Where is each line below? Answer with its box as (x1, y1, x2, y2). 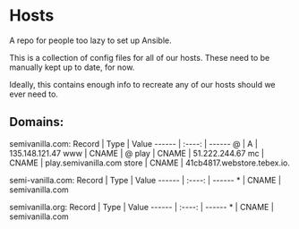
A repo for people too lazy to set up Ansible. (9, 35, 172, 46)
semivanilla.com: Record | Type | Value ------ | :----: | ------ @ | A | (9, 138, 258, 148)
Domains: (9, 114, 64, 130)
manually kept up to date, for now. (9, 62, 135, 72)
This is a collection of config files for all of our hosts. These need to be (9, 52, 270, 63)
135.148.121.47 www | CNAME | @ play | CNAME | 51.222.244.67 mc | (9, 148, 264, 158)
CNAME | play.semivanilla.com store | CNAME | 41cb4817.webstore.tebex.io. (9, 157, 291, 168)
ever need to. (9, 89, 58, 99)
